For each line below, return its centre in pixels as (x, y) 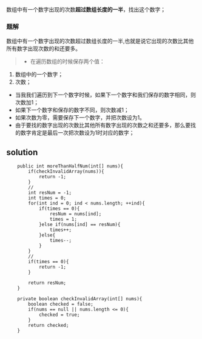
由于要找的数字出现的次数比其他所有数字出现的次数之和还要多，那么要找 (105, 125)
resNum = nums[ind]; (76, 214)
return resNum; (47, 283)
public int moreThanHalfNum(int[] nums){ (70, 166)
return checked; (49, 326)
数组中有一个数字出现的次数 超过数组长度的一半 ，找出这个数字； (86, 9)
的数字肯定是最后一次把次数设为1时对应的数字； (75, 133)
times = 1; (63, 220)
